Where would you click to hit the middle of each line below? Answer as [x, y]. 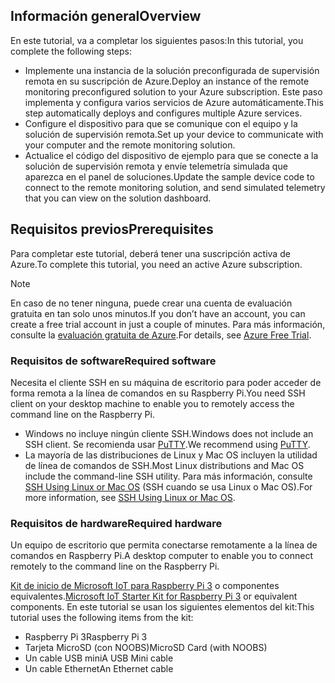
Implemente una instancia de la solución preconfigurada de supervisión [172, 70]
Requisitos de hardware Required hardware [116, 523]
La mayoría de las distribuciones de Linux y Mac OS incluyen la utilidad [171, 455]
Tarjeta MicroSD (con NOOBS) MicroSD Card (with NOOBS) [146, 648]
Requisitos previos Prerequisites [112, 229]
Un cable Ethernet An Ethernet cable [99, 669]
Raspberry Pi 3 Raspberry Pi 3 [86, 637]
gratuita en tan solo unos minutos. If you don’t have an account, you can [158, 313]
